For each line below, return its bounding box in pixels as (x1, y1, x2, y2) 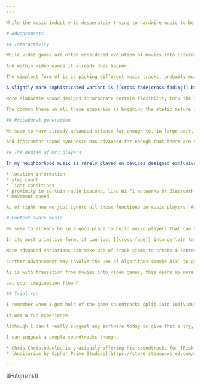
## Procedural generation (6, 117, 71, 123)
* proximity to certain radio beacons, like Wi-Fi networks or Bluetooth (6, 188, 194, 194)
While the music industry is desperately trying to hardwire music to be (6, 19, 194, 26)
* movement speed (6, 193, 50, 200)
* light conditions (6, 182, 55, 188)
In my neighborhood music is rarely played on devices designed (6, 160, 170, 167)
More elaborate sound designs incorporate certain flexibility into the (6, 95, 191, 101)
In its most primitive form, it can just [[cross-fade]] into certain (6, 237, 186, 243)
